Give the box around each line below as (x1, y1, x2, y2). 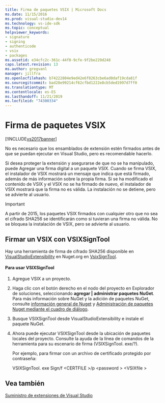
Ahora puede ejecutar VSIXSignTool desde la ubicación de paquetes (12, 330, 151, 337)
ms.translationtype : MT (5, 85, 54, 90)
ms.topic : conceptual (5, 26, 50, 30)
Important (5, 201, 25, 207)
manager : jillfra (5, 71, 41, 76)
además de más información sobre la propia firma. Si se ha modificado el (5, 176, 153, 182)
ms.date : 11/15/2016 (5, 12, 48, 17)
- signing (5, 39, 26, 44)
